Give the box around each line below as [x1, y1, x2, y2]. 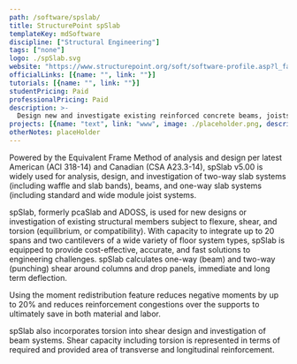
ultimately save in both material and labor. [9, 308, 161, 319]
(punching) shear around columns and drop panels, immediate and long [9, 262, 270, 274]
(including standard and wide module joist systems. [9, 189, 197, 200]
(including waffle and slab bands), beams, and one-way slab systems [9, 180, 263, 191]
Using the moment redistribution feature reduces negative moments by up [9, 289, 279, 300]
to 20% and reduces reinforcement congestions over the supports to [9, 299, 260, 309]
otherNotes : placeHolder [9, 128, 101, 137]
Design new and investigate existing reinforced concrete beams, [17, 111, 263, 120]
